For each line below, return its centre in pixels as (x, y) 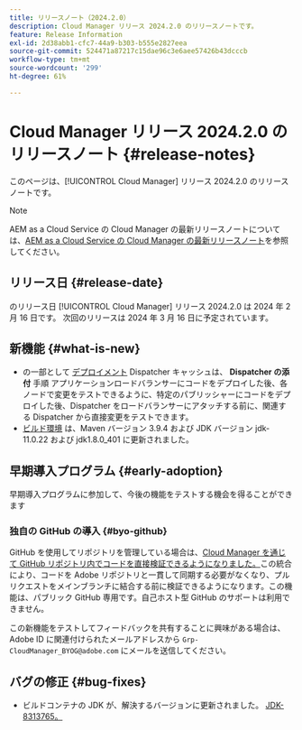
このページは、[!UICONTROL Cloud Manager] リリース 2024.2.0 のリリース (149, 180)
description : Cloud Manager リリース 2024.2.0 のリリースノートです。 (134, 26)
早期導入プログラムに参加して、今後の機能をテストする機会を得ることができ (151, 494)
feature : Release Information (66, 34)
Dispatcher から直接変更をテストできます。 (113, 417)
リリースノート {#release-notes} (133, 154)
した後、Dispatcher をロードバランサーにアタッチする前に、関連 (158, 406)
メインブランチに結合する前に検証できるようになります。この (170, 587)
